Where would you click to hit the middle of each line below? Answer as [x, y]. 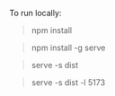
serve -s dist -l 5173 [68, 83]
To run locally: [35, 13]
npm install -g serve [68, 48]
